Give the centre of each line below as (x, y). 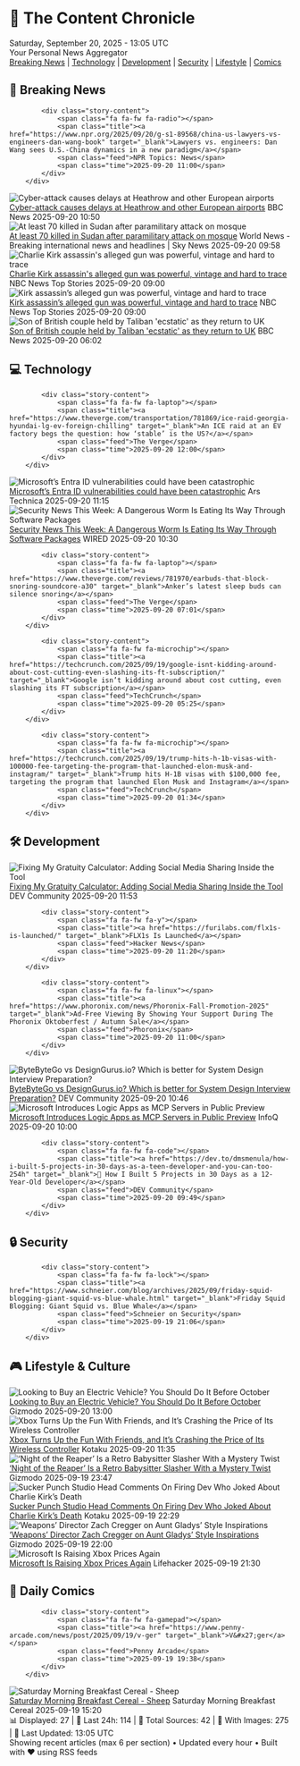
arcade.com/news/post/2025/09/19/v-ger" (86, 1635)
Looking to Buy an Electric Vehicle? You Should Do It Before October (135, 1402)
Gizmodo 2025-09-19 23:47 (61, 1478)
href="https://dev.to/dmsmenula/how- (219, 1159)
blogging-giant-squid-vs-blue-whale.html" (89, 1299)
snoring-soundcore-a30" (54, 586)
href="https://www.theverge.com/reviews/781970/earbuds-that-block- (139, 579)
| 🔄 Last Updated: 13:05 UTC (62, 1733)
